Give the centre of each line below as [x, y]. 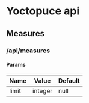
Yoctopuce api [43, 11]
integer [42, 90]
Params [16, 65]
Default [69, 81]
